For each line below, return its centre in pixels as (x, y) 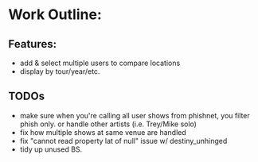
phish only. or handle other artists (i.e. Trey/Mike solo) (108, 124)
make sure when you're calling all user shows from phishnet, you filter (135, 115)
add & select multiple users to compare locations (100, 63)
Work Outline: (55, 15)
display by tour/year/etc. (60, 71)
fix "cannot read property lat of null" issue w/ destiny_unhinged (123, 141)
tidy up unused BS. (51, 149)
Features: (33, 44)
